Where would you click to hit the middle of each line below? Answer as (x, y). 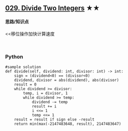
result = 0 (25, 84)
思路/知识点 (17, 21)
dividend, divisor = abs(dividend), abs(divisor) (67, 80)
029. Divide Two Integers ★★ (53, 8)
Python (14, 56)
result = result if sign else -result (54, 119)
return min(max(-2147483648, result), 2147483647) (68, 124)
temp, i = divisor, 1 (46, 93)
